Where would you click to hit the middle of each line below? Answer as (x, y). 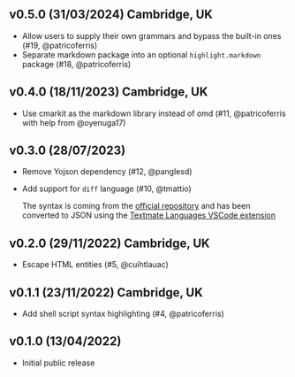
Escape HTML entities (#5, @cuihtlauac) (95, 265)
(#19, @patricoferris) (60, 45)
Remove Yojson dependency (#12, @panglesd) (107, 172)
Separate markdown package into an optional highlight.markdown (141, 54)
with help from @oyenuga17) (74, 122)
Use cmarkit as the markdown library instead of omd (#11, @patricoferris (154, 113)
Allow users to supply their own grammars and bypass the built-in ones (151, 35)
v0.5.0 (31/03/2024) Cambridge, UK (111, 15)
